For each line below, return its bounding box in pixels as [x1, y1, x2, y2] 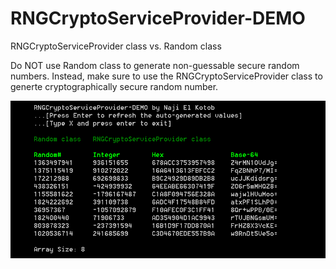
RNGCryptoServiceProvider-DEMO [10, 7, 306, 30]
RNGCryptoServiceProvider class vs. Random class [10, 40, 222, 52]
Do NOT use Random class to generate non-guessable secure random [10, 59, 300, 71]
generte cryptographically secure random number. [10, 80, 219, 92]
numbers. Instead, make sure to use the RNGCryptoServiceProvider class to [10, 70, 323, 82]
